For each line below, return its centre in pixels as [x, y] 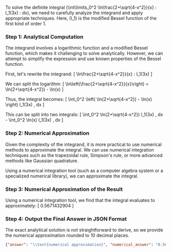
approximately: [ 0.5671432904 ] [39, 206]
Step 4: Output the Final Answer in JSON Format [66, 219]
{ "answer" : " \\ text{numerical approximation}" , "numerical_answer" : [79, 245]
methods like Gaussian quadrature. [42, 161]
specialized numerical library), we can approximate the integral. [72, 176]
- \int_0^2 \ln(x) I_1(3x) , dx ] [34, 120]
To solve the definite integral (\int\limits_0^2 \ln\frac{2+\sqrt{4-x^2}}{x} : [81, 7]
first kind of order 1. [26, 23]
